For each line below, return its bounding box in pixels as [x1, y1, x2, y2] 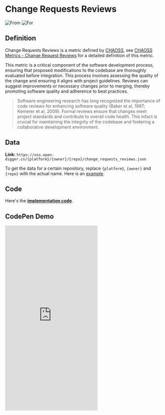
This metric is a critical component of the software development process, [5, 62, 154, 68]
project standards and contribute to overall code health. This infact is [17, 113, 158, 119]
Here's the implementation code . [5, 198, 73, 204]
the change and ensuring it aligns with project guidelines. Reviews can [5, 77, 148, 83]
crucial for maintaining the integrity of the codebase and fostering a [17, 118, 155, 124]
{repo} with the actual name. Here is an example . [5, 170, 105, 176]
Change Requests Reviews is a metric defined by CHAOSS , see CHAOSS [5, 47, 153, 53]
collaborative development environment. [17, 124, 99, 130]
